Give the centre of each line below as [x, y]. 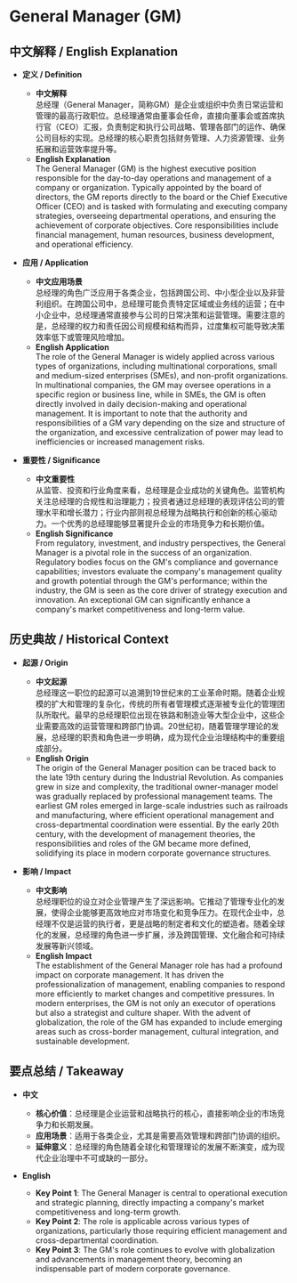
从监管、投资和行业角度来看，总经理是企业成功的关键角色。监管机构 [160, 490]
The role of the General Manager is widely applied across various [155, 357]
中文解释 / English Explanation [94, 51]
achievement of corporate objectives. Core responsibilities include [157, 225]
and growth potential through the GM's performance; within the [152, 581]
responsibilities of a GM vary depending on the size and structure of [160, 423]
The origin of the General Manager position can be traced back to [156, 767]
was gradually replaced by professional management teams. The [154, 796]
